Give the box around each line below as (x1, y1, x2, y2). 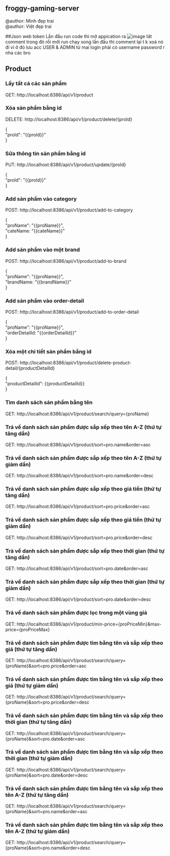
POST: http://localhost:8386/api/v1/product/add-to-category (5, 207, 133, 213)
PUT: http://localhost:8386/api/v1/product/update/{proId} (5, 162, 126, 168)
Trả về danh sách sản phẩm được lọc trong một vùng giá (5, 609, 147, 616)
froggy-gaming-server (5, 4, 79, 13)
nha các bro (5, 49, 31, 56)
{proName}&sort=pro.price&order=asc (5, 663, 87, 669)
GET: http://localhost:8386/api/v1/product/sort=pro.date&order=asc (5, 565, 148, 572)
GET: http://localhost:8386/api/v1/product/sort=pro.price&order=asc (5, 504, 150, 510)
